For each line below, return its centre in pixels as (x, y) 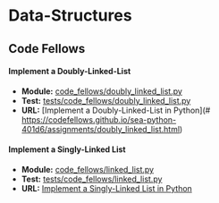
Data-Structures (70, 16)
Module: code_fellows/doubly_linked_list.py (101, 91)
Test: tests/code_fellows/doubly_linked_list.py (106, 100)
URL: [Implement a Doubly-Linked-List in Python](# (116, 110)
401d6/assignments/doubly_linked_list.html (101, 129)
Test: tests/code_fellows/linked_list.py (92, 179)
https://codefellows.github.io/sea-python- (99, 119)
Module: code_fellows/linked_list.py (87, 169)
